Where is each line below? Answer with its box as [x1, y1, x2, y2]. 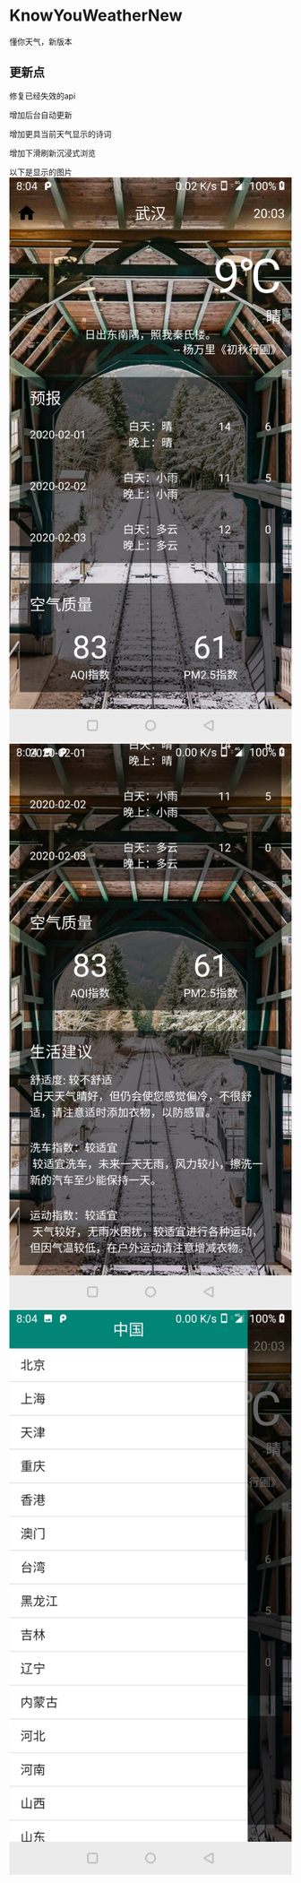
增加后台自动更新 [9, 109, 73, 120]
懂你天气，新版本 [9, 36, 73, 47]
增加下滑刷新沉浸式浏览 [9, 147, 96, 158]
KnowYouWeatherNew [9, 5, 183, 26]
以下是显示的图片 [9, 167, 73, 177]
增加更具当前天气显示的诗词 [9, 128, 112, 139]
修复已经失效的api [9, 91, 76, 101]
